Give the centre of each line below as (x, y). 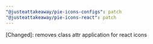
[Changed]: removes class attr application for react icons (76, 34)
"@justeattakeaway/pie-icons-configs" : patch (64, 12)
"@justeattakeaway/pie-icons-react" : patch (61, 17)
